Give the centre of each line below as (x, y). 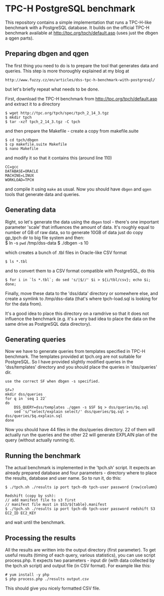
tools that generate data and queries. (43, 194)
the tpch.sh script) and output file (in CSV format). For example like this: (78, 566)
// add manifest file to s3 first (41, 500)
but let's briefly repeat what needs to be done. (52, 89)
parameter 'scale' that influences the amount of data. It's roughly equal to (80, 227)
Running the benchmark (43, 456)
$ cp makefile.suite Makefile (36, 144)
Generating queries (35, 339)
